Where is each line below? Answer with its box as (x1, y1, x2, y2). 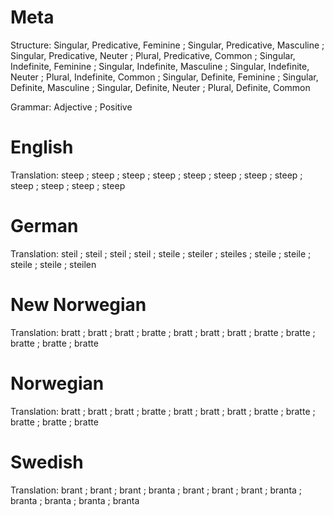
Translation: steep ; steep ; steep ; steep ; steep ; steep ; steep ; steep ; (10, 169, 303, 181)
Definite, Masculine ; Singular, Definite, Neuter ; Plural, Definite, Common (10, 81, 311, 93)
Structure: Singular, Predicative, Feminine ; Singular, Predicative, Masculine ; (10, 39, 325, 51)
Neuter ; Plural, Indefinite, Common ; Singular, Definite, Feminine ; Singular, (10, 71, 319, 83)
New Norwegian (10, 294, 147, 316)
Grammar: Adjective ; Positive (10, 101, 133, 113)
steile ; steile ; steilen (10, 258, 97, 270)
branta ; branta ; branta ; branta (10, 494, 140, 506)
